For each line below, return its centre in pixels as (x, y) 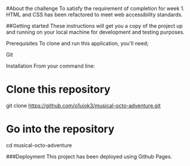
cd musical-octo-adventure (39, 145)
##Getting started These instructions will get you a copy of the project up (94, 26)
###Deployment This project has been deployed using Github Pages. (89, 156)
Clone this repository (58, 89)
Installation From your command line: (51, 66)
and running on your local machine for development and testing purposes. (96, 32)
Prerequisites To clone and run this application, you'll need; (77, 43)
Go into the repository (61, 129)
